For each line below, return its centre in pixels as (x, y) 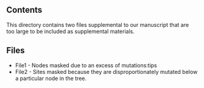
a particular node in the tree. (51, 78)
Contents (24, 10)
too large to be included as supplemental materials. (71, 31)
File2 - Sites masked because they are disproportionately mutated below (106, 71)
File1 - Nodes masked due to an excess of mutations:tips (86, 65)
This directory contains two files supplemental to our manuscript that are (98, 24)
